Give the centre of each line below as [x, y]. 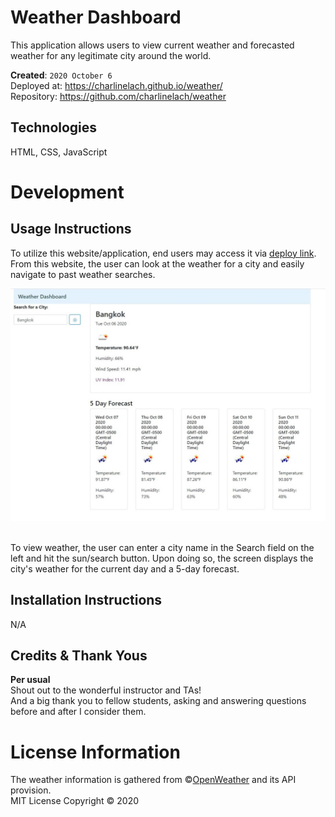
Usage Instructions [71, 229]
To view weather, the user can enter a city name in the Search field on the [162, 547]
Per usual [30, 680]
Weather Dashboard [96, 17]
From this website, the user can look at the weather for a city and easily [157, 263]
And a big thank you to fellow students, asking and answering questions [158, 701]
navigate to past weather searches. [83, 274]
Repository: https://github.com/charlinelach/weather [118, 96]
